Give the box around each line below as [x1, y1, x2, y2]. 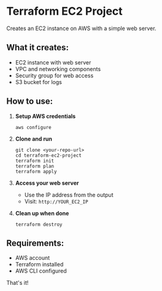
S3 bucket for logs [15, 78, 63, 85]
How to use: [6, 96, 53, 107]
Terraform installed [15, 261, 64, 268]
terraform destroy [15, 221, 63, 228]
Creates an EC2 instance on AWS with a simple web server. [6, 25, 156, 32]
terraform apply [15, 168, 57, 174]
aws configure [15, 124, 52, 130]
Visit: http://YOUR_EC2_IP [24, 198, 88, 205]
